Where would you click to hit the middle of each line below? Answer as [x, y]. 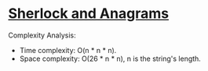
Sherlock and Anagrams [89, 14]
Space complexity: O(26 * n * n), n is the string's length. [110, 59]
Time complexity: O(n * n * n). [68, 50]
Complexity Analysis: [42, 35]
